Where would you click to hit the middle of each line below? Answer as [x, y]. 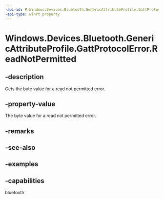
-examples [22, 164]
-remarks [20, 131]
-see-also [20, 148]
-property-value [30, 104]
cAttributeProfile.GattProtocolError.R [81, 49]
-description [24, 77]
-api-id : [14, 10]
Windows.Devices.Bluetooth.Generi [80, 38]
